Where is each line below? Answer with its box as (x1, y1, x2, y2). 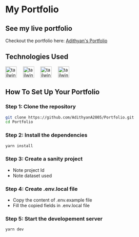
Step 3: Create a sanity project (5, 155, 83, 163)
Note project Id (12, 167, 45, 173)
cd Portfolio (5, 120, 33, 125)
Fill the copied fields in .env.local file (12, 203, 90, 209)
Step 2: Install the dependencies (5, 132, 88, 139)
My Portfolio (5, 4, 59, 15)
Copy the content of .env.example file (12, 197, 92, 203)
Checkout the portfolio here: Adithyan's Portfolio (5, 37, 108, 44)
